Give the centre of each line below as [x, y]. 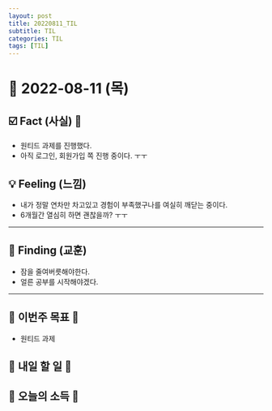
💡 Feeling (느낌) [47, 184]
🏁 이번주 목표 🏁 [44, 317]
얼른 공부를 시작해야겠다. [59, 281]
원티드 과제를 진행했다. [56, 146]
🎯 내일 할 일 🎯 [40, 366]
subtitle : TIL [32, 31]
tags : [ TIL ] [28, 46]
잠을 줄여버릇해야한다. [55, 272]
